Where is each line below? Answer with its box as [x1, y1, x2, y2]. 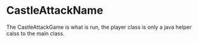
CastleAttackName [6, 4, 104, 17]
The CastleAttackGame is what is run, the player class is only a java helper [6, 23, 192, 31]
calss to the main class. [6, 29, 65, 37]
